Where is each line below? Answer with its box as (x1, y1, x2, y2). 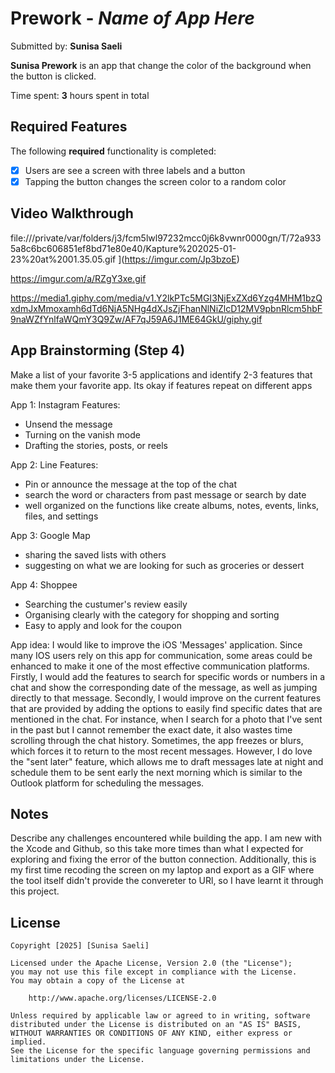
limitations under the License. (10, 1055, 145, 1065)
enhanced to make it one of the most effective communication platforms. (10, 660, 310, 672)
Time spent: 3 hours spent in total (10, 89, 150, 101)
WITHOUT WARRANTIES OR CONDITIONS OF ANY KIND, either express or (10, 1028, 293, 1039)
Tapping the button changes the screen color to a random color (24, 175, 287, 187)
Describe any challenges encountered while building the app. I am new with (10, 832, 322, 844)
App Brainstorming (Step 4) (10, 342, 186, 359)
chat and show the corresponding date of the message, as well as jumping (10, 681, 318, 693)
